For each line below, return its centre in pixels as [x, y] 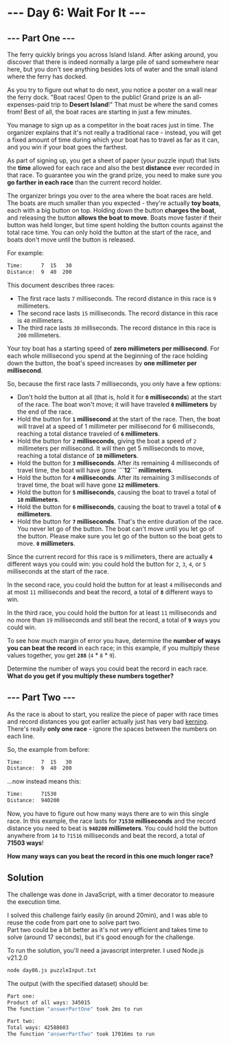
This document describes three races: [61, 285]
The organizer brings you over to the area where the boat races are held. [110, 196]
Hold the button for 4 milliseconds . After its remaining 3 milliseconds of [118, 477]
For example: [26, 253]
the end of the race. [45, 412]
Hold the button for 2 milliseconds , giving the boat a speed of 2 [107, 441]
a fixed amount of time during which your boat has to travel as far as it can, [113, 140]
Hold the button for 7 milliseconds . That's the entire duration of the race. [120, 521]
